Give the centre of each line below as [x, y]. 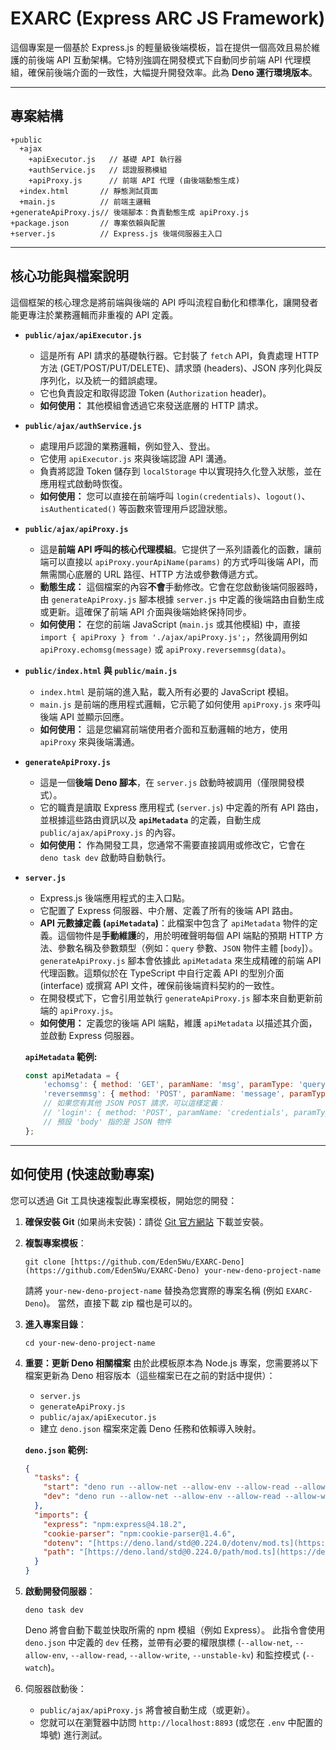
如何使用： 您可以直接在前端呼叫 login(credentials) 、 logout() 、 [175, 496]
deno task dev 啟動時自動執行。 [105, 857]
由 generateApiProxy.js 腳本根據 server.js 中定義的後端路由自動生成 [182, 599]
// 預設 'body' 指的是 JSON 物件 [107, 1122]
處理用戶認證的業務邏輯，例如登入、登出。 [127, 446]
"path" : [59, 1552]
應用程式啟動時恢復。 [83, 483]
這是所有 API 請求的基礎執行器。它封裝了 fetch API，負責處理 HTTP [179, 355]
